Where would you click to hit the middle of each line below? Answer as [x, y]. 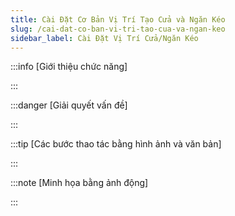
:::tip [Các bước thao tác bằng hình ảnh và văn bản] [116, 144]
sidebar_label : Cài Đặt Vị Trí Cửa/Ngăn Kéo [104, 38]
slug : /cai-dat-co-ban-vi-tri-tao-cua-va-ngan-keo [118, 29]
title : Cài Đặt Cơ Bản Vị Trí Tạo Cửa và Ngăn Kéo [118, 19]
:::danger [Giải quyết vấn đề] [69, 105]
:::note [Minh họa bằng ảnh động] [79, 183]
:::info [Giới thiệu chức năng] [69, 67]
